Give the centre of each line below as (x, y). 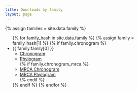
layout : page (18, 14)
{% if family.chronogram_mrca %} (54, 64)
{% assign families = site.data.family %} (46, 28)
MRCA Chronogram (39, 69)
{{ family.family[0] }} (33, 48)
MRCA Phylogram (37, 74)
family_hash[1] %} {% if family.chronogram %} (59, 43)
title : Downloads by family (34, 10)
